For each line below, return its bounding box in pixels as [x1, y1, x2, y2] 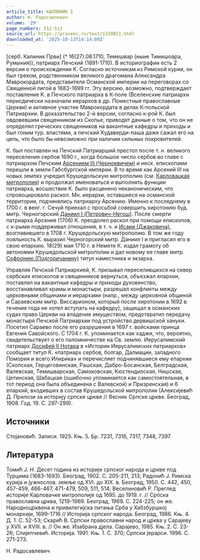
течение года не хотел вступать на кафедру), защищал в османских [6, 304, 180, 311]
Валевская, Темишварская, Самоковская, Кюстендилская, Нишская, [6, 368, 183, 375]
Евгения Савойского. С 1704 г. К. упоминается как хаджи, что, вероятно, [6, 330, 193, 337]
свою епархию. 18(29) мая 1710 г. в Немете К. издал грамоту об [6, 242, 169, 249]
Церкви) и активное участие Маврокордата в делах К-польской [6, 104, 170, 110]
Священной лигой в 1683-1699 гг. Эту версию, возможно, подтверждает [6, 85, 192, 91]
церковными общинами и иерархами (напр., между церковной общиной [6, 292, 192, 299]
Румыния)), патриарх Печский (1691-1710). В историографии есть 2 [6, 59, 177, 66]
